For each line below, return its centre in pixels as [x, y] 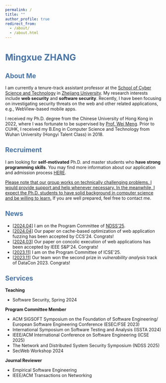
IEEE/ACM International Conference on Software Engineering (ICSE [81, 335]
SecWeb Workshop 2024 [38, 351]
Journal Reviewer [24, 361]
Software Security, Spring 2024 [45, 300]
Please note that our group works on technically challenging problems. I [79, 182]
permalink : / [19, 10]
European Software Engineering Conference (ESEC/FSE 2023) [76, 324]
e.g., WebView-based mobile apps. [41, 109]
